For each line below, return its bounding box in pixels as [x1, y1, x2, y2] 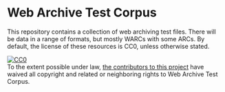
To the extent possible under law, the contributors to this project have [7, 62, 204, 71]
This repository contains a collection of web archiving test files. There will [7, 27, 217, 36]
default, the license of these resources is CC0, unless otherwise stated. [7, 42, 210, 50]
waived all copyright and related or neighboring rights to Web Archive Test [7, 70, 218, 78]
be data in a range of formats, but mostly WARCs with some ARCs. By [7, 34, 205, 43]
